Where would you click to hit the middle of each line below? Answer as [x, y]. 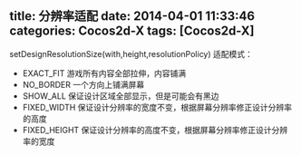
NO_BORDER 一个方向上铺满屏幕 [83, 84]
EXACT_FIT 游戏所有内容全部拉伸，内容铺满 [104, 73]
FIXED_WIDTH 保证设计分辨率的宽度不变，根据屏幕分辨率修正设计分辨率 [157, 107]
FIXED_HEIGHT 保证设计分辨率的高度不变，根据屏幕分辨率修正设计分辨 [155, 130]
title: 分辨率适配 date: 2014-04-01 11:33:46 [132, 16]
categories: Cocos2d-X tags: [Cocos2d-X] [132, 31]
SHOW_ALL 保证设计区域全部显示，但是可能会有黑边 [121, 96]
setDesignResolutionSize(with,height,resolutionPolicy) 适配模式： [131, 53]
